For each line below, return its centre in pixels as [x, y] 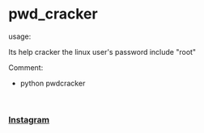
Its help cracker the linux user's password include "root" [102, 52]
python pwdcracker [53, 83]
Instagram [29, 119]
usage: [20, 36]
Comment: [26, 67]
